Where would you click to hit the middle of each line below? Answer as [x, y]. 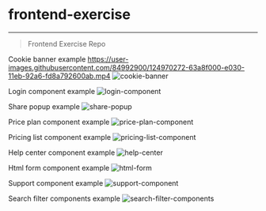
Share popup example [44, 106]
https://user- [108, 59]
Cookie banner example [47, 59]
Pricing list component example [60, 137]
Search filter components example [65, 198]
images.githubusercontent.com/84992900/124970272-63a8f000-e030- [127, 67]
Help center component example [62, 153]
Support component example [56, 183]
